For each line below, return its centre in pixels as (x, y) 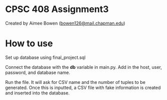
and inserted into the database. (37, 93)
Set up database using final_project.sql (45, 57)
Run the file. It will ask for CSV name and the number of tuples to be (75, 82)
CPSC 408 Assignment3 (57, 9)
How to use (29, 43)
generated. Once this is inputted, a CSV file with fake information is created (83, 87)
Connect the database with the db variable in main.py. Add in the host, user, (83, 67)
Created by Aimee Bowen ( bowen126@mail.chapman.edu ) (65, 23)
